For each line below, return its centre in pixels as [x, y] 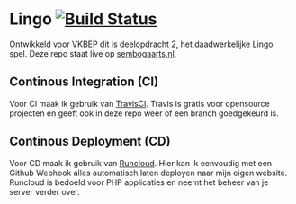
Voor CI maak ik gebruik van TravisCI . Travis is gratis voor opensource [139, 103]
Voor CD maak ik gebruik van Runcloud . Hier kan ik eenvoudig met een [141, 163]
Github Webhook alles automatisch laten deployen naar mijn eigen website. [148, 173]
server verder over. [45, 191]
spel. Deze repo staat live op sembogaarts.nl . [93, 53]
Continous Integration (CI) [84, 82]
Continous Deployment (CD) [90, 142]
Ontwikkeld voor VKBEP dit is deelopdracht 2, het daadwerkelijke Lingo [141, 44]
